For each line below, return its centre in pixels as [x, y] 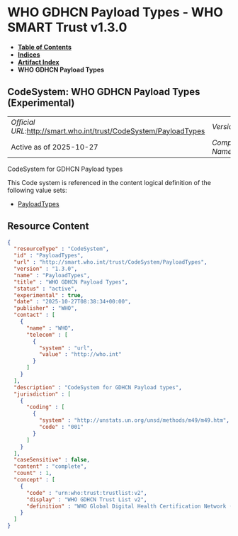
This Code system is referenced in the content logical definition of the [109, 182]
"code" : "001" [61, 427]
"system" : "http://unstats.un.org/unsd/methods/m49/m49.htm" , [134, 420]
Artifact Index [38, 62]
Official [23, 122]
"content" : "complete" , [50, 467]
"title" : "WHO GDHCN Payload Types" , [71, 282]
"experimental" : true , [49, 295]
